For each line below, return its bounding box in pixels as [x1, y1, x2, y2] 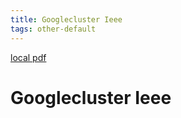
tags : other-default [10, 24, 97, 34]
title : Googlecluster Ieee [10, 14, 123, 25]
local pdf [10, 51, 47, 63]
